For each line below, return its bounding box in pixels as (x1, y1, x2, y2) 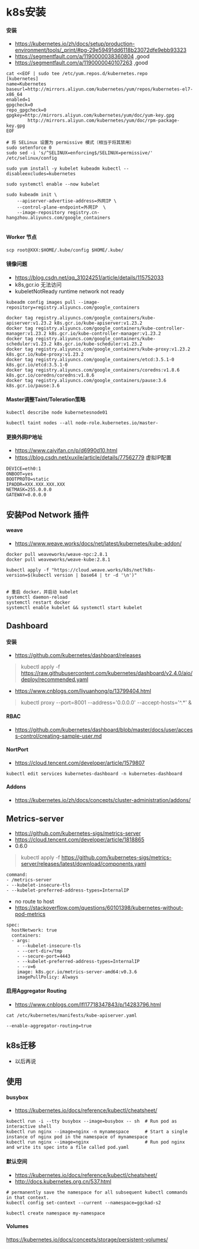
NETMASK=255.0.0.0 (6, 487, 52, 493)
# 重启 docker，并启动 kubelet (6, 589, 79, 595)
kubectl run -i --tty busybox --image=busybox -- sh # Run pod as (6, 1118, 178, 1124)
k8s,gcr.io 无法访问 (14, 281, 62, 288)
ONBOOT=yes (6, 471, 33, 477)
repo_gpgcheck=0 (6, 107, 46, 113)
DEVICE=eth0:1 (6, 466, 42, 472)
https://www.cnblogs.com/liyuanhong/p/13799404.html (14, 688, 151, 695)
